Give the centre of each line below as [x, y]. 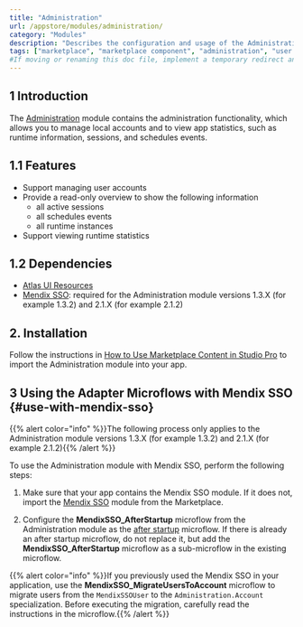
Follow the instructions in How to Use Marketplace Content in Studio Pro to [148, 355]
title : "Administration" [56, 18]
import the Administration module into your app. [98, 365]
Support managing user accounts [84, 187]
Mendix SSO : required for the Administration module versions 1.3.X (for [154, 295]
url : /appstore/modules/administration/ [87, 26]
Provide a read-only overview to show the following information [140, 197]
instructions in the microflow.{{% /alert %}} [89, 614]
